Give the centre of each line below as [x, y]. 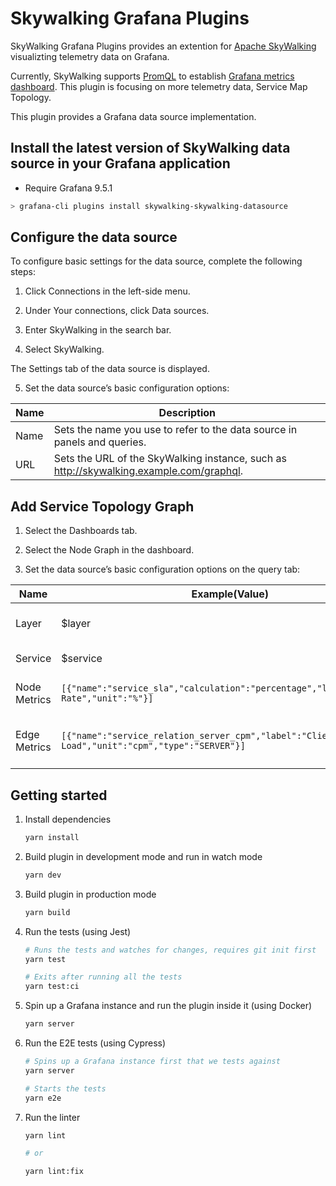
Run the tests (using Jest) [78, 931]
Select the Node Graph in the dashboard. [109, 550]
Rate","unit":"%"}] [107, 698]
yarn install [52, 838]
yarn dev [43, 875]
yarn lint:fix [54, 1172]
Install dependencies [68, 819]
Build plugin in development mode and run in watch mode [143, 856]
